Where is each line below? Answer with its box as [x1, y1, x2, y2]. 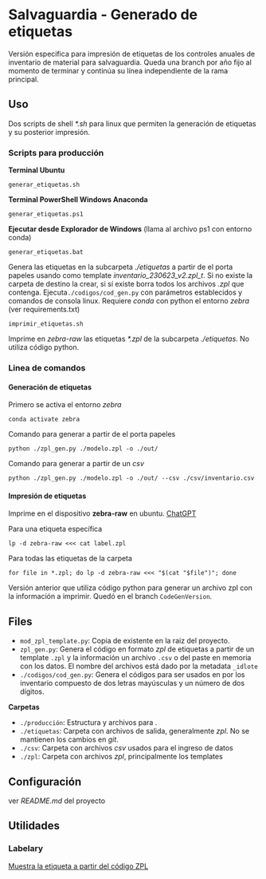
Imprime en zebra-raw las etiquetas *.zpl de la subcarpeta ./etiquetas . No [8, 334, 249, 344]
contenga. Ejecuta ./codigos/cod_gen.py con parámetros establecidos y [8, 287, 243, 297]
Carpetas [8, 703, 40, 712]
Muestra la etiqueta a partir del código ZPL [8, 861, 149, 871]
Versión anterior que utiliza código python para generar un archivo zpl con [8, 583, 252, 592]
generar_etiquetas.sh [8, 181, 80, 189]
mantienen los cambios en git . [19, 734, 119, 744]
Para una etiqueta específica [8, 525, 103, 534]
